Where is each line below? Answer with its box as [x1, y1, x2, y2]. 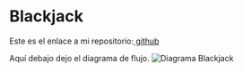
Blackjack [9, 6, 83, 27]
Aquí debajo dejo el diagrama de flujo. [9, 52, 150, 63]
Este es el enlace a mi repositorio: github [9, 36, 160, 46]
